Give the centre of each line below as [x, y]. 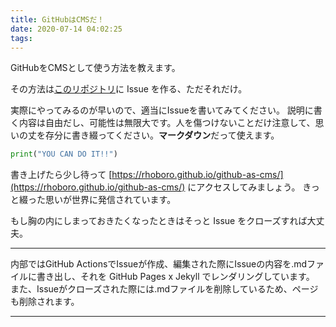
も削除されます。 [45, 302]
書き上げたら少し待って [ [61, 175]
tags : [21, 38]
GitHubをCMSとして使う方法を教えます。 [95, 68]
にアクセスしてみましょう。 [244, 187]
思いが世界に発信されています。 [110, 200]
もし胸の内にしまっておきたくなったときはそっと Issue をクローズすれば [159, 221]
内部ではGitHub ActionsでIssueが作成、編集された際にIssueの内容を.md [159, 264]
